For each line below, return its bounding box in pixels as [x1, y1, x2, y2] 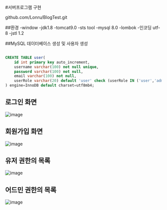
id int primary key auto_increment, [14, 59, 90, 65]
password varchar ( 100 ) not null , [14, 69, 83, 74]
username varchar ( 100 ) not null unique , [14, 64, 99, 69]
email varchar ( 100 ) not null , [14, 74, 77, 79]
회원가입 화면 [5, 127, 43, 136]
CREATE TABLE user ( [5, 55, 46, 60]
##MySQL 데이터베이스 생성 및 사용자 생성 [5, 40, 88, 46]
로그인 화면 [5, 98, 37, 106]
